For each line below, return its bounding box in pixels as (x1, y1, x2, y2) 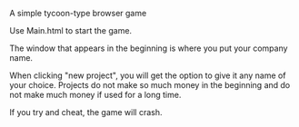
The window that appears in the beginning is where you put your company (9, 43, 288, 54)
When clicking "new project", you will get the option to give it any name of (9, 70, 286, 81)
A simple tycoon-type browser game (9, 8, 147, 18)
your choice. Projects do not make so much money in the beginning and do (9, 80, 291, 90)
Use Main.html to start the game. (9, 25, 133, 35)
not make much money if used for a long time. (9, 90, 182, 100)
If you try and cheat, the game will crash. (9, 107, 163, 117)
